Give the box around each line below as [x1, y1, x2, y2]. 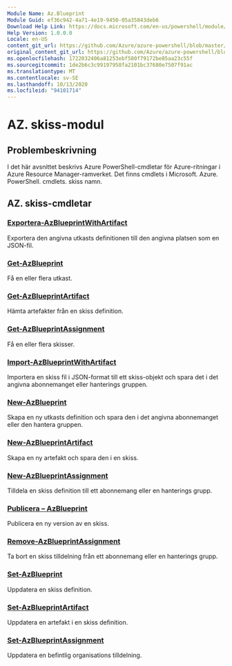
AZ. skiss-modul [7, 117, 104, 133]
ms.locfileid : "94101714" [7, 87, 81, 94]
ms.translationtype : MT [7, 68, 76, 75]
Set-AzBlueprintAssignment [7, 636, 104, 645]
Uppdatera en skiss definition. [7, 585, 93, 593]
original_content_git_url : [7, 49, 85, 56]
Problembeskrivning [7, 144, 97, 156]
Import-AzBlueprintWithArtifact [7, 357, 117, 367]
